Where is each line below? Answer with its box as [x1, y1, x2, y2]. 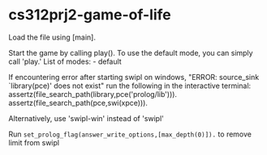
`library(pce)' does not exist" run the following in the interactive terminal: [8, 81, 252, 90]
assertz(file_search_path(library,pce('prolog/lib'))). [8, 89, 177, 98]
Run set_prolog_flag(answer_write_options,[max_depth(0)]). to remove [8, 129, 252, 139]
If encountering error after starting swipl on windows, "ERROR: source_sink [8, 72, 260, 82]
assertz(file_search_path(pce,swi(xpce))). [8, 98, 149, 107]
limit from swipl [8, 137, 59, 147]
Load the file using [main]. [8, 32, 96, 42]
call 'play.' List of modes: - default [8, 57, 122, 66]
